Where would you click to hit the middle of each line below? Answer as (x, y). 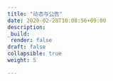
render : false (31, 40)
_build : (19, 34)
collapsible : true (34, 54)
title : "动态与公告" (35, 14)
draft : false (27, 47)
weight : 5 (22, 60)
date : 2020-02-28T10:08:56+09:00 (57, 21)
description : (27, 27)
